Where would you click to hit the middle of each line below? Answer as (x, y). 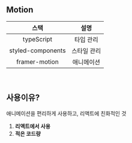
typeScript (38, 39)
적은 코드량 (28, 133)
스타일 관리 (86, 50)
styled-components (37, 50)
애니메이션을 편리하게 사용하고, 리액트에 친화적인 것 (66, 113)
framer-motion (37, 61)
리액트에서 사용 (33, 126)
